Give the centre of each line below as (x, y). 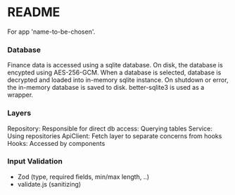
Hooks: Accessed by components (56, 143)
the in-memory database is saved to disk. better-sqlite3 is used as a (106, 88)
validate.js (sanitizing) (49, 184)
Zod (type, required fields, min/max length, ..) (83, 177)
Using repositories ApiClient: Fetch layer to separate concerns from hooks (115, 136)
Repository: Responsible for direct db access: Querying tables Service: (110, 128)
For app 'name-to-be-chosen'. (51, 32)
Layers (19, 113)
